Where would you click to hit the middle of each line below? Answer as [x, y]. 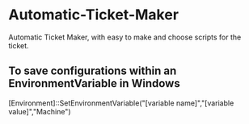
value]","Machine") [40, 111]
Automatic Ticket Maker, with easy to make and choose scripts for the [125, 37]
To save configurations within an [93, 71]
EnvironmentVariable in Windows [94, 83]
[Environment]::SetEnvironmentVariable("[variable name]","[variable [121, 103]
